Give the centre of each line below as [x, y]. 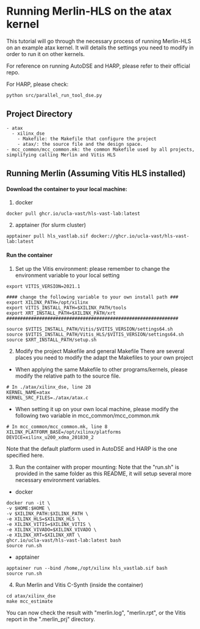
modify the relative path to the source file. [68, 376]
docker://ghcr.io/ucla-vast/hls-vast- [140, 236]
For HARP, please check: [37, 84]
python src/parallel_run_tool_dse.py [54, 95]
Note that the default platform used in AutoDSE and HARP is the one [92, 448]
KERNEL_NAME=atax [28, 392]
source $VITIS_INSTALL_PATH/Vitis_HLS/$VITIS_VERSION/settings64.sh [95, 334]
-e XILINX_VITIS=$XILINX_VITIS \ [49, 524]
